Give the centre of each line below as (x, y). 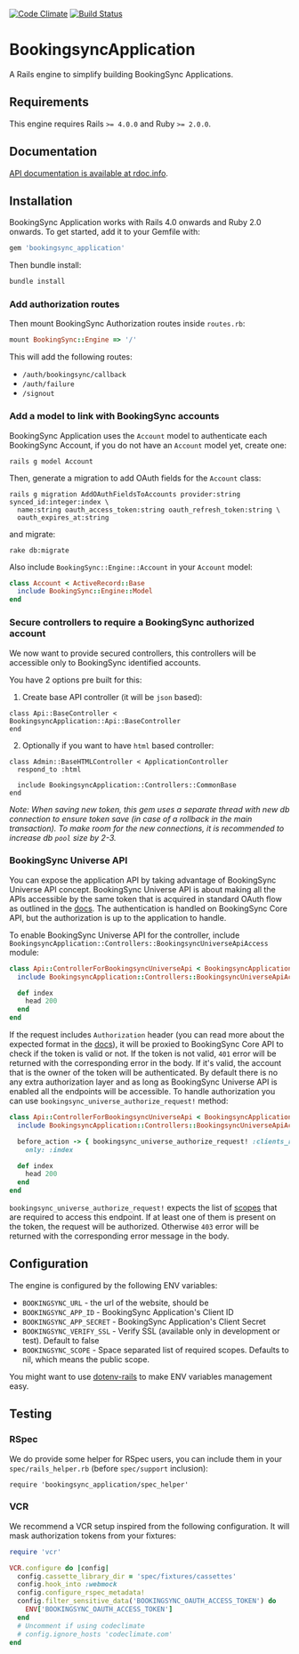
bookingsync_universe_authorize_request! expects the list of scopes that (143, 1208)
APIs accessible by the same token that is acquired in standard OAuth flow (145, 899)
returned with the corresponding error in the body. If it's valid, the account (145, 1063)
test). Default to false (61, 1340)
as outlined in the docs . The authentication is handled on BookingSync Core (148, 908)
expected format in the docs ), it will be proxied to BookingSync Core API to (146, 1045)
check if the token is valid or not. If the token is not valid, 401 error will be (143, 1053)
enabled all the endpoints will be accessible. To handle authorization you (142, 1092)
